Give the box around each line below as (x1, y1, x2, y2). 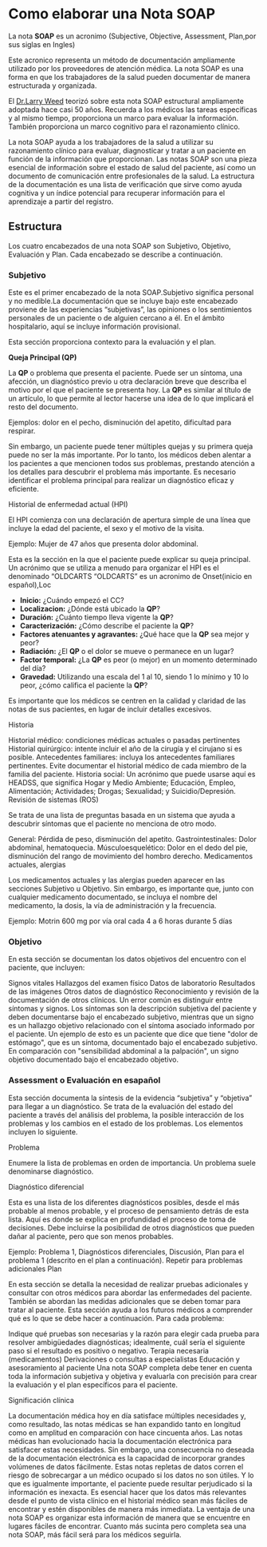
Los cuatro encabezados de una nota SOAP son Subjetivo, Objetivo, (8, 241, 231, 250)
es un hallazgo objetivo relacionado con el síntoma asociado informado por (8, 1021, 255, 1031)
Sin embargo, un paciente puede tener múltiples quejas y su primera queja (8, 441, 253, 452)
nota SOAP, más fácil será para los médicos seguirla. (8, 1529, 182, 1539)
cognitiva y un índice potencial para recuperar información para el (8, 188, 226, 197)
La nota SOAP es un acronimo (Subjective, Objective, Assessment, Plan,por (8, 31, 257, 41)
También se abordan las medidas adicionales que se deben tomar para (8, 1296, 241, 1306)
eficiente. (8, 484, 40, 494)
